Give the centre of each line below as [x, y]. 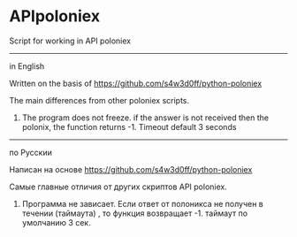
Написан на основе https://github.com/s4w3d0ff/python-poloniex [131, 169]
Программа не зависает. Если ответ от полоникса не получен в [142, 203]
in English [27, 66]
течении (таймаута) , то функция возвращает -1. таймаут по [135, 213]
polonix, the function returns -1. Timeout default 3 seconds [129, 126]
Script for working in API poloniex [70, 41]
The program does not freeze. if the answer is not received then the [145, 118]
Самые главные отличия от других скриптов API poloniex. [118, 187]
